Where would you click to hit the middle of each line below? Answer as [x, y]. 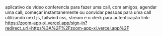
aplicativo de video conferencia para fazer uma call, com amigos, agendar [81, 7]
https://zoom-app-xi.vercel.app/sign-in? [46, 23]
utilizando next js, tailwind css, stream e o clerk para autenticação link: [78, 18]
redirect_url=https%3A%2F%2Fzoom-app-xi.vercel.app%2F [67, 28]
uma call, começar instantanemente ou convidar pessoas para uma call [78, 12]
